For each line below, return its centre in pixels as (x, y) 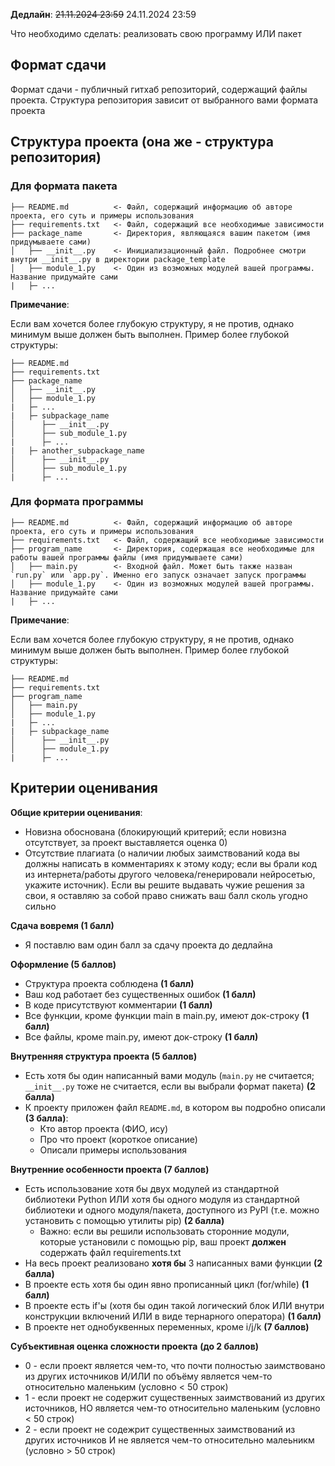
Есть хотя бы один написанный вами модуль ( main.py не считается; (169, 1075)
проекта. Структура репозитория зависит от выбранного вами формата (164, 100)
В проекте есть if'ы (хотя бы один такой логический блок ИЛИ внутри (174, 1305)
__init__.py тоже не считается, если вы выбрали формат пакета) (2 (170, 1086)
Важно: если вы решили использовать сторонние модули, (164, 1231)
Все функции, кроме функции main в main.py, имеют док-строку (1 (167, 1015)
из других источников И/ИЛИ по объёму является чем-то (148, 1376)
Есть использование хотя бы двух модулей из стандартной (152, 1188)
